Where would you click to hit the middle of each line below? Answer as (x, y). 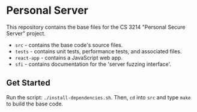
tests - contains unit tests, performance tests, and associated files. (98, 51)
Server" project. (26, 33)
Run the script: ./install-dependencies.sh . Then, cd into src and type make (98, 97)
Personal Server (47, 10)
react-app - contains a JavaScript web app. (69, 57)
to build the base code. (35, 104)
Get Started (28, 83)
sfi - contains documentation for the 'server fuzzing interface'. (93, 64)
